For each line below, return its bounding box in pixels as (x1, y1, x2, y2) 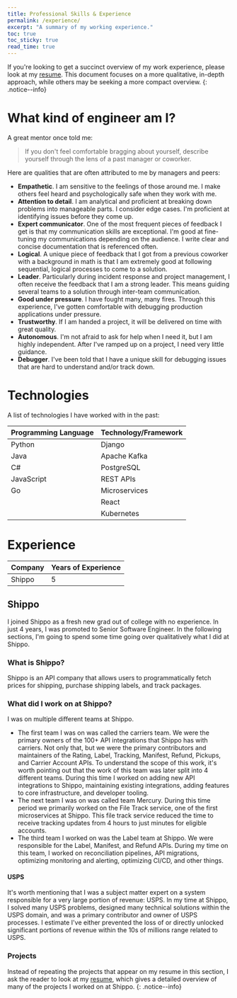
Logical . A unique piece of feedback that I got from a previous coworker (17, 249, 229, 258)
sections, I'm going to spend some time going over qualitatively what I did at (7, 632, 230, 641)
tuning (17, 234, 37, 243)
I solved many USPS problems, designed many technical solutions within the (7, 903, 230, 912)
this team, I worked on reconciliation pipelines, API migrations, (17, 849, 200, 857)
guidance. (17, 348, 47, 356)
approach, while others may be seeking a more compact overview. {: (7, 78, 207, 86)
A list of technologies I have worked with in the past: (7, 411, 160, 419)
